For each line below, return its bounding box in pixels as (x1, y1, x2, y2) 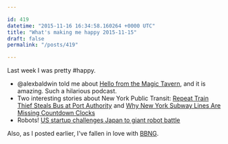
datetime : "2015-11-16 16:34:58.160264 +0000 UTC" (7, 22, 156, 29)
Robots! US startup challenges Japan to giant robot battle (17, 116, 180, 124)
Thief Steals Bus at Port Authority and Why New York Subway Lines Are (17, 101, 221, 110)
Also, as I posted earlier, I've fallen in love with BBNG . (7, 130, 159, 138)
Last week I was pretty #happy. (7, 67, 96, 75)
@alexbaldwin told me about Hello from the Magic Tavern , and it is (17, 80, 206, 88)
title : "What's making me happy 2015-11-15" (7, 29, 137, 36)
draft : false (7, 35, 45, 42)
